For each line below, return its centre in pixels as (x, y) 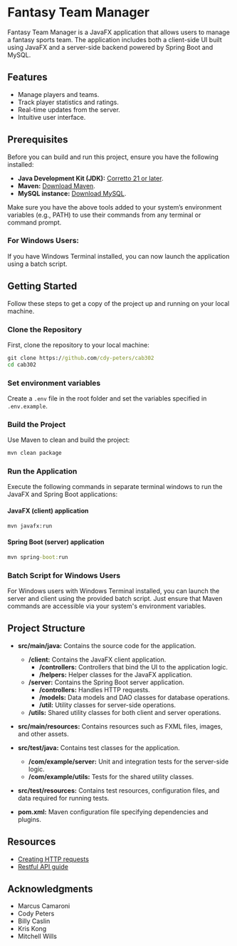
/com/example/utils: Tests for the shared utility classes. (111, 776)
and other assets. (43, 734)
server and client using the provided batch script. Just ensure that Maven (115, 598)
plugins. (29, 819)
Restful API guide (43, 866)
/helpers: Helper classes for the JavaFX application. (116, 674)
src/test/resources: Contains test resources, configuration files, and (118, 790)
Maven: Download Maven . (57, 185)
